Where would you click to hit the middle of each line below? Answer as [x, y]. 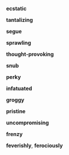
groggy [15, 100]
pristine [16, 111]
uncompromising [27, 123]
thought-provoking [30, 54]
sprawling [19, 43]
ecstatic [16, 9]
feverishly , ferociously [34, 146]
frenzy [14, 134]
